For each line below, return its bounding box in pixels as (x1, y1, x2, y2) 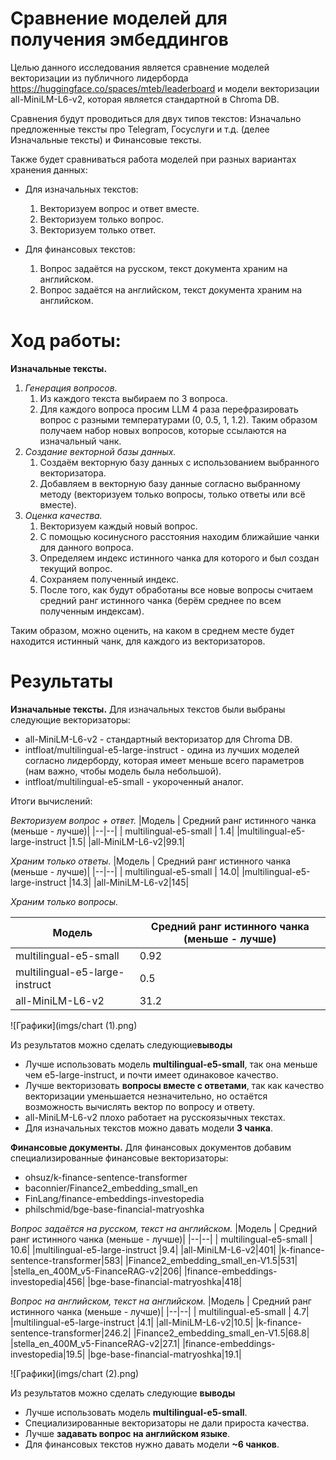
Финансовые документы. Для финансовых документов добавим (10, 1141, 292, 1153)
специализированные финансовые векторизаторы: (10, 1152, 229, 1164)
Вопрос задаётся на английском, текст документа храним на (39, 283, 303, 296)
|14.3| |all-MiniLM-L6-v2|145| (68, 876, 190, 888)
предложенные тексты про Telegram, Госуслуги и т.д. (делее (10, 123, 270, 135)
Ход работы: (10, 330, 122, 352)
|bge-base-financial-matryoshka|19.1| (87, 1348, 242, 1360)
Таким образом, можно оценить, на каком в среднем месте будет (10, 624, 295, 636)
